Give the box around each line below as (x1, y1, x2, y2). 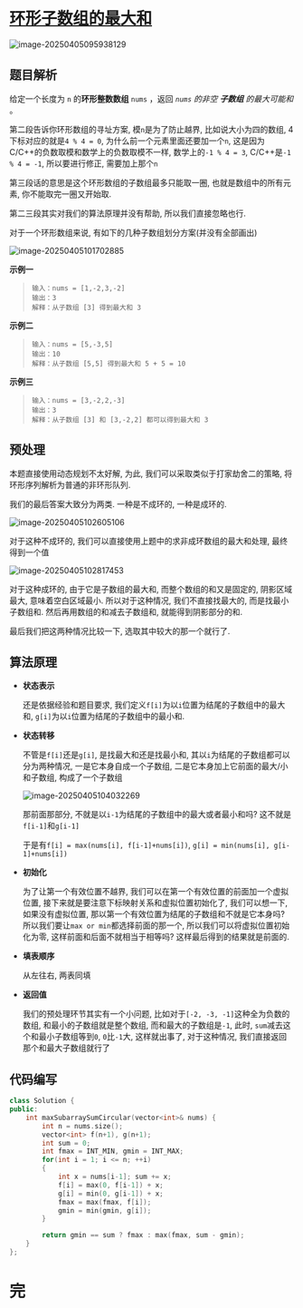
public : (9, 1105, 39, 1114)
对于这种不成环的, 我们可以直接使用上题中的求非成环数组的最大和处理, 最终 (9, 535, 288, 546)
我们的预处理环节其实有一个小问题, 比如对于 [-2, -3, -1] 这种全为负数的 (22, 1009, 290, 1020)
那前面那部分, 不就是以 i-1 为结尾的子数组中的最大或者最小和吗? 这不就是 (22, 809, 292, 820)
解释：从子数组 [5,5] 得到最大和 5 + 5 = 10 (31, 359, 186, 368)
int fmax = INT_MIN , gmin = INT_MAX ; (42, 1147, 184, 1157)
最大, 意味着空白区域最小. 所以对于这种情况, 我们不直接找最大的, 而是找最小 (9, 595, 289, 606)
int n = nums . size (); (42, 1121, 124, 1130)
